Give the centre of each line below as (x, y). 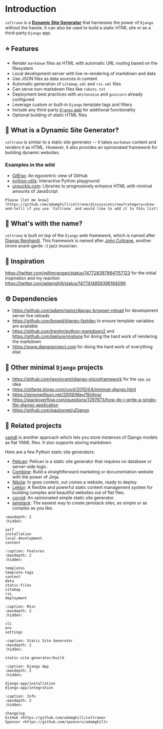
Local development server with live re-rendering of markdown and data (84, 73)
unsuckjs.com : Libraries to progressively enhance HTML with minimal (82, 186)
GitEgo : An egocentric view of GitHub (50, 175)
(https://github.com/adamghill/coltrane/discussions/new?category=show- (81, 204)
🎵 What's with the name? (44, 224)
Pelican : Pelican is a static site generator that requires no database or (82, 461)
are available (25, 326)
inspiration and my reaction (32, 278)
